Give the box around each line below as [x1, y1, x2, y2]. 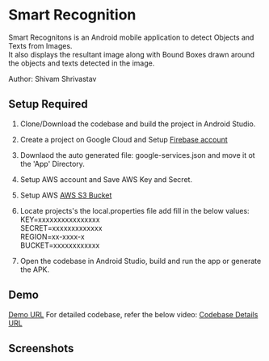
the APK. [19, 265, 50, 274]
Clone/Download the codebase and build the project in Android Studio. [19, 119, 256, 129]
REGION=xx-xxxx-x [19, 231, 85, 241]
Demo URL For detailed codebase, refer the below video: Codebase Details [8, 309, 258, 319]
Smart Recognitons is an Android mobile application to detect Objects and [8, 32, 254, 42]
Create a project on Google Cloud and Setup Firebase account [19, 134, 228, 144]
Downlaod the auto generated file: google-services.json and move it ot [19, 150, 256, 159]
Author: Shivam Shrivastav [8, 74, 97, 83]
